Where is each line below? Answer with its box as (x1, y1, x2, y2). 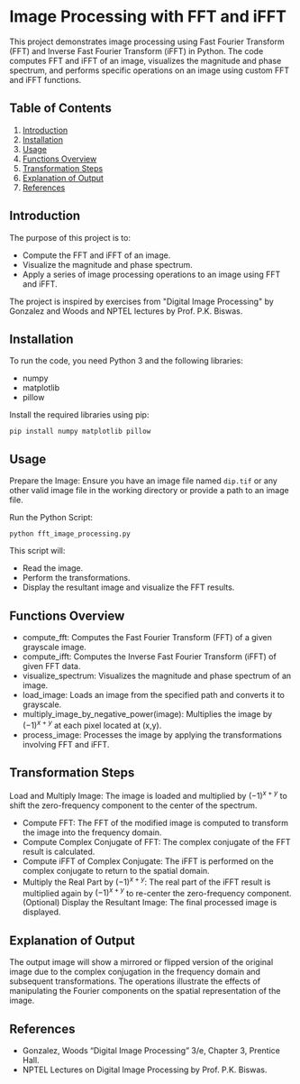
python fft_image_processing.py (9, 529, 131, 538)
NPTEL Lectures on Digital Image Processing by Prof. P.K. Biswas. (22, 1064, 268, 1075)
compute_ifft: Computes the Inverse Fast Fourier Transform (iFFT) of (22, 651, 277, 662)
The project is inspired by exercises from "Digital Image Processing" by (9, 296, 275, 307)
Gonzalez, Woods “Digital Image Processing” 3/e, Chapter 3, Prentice (22, 1045, 281, 1056)
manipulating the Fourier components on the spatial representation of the (9, 986, 281, 997)
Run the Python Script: (9, 512, 93, 523)
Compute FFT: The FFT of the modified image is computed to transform (22, 818, 288, 829)
